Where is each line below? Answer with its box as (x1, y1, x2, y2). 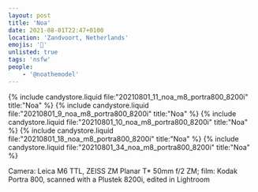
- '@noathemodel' (22, 70, 80, 78)
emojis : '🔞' (8, 41, 47, 49)
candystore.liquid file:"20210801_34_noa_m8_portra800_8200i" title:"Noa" (8, 142, 251, 152)
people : (8, 63, 34, 71)
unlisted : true (8, 48, 58, 56)
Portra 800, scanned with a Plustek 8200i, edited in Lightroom (8, 175, 211, 184)
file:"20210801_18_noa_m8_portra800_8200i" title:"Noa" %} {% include (8, 134, 239, 143)
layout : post (8, 11, 51, 20)
